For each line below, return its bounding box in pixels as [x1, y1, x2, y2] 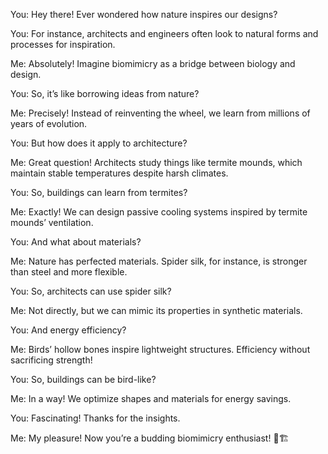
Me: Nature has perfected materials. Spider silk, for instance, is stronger [10, 255, 308, 267]
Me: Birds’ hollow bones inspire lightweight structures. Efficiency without [10, 344, 311, 355]
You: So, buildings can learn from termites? [10, 187, 188, 198]
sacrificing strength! [10, 354, 93, 366]
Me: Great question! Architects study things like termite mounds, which [10, 157, 303, 168]
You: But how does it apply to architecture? [10, 137, 188, 149]
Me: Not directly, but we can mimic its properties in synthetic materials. [10, 305, 303, 316]
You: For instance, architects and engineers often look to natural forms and [10, 28, 319, 39]
